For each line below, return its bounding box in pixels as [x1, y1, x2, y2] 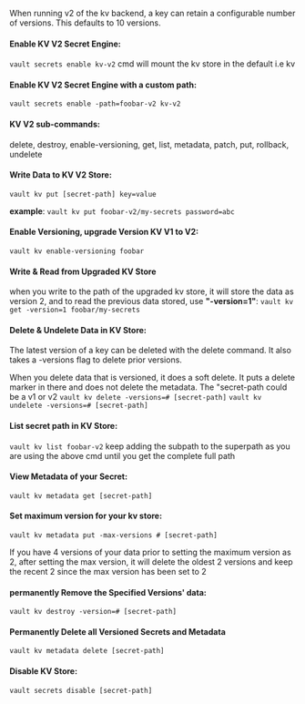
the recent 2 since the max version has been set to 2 [9, 566, 207, 577]
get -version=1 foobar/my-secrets [9, 305, 141, 315]
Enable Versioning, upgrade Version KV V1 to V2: [9, 227, 198, 238]
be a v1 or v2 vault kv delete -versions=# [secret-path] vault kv [9, 392, 262, 403]
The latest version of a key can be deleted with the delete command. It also [9, 345, 291, 356]
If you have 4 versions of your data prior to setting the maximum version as [9, 546, 291, 558]
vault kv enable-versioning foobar [9, 247, 145, 256]
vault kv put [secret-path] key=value [9, 189, 157, 199]
